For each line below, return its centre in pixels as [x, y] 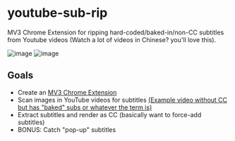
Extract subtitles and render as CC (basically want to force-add [109, 114]
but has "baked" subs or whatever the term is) [85, 107]
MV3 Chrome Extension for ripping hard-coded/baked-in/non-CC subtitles [116, 32]
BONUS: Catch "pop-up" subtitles [67, 129]
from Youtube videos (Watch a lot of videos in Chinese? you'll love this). [112, 39]
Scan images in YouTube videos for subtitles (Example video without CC [122, 100]
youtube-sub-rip [58, 13]
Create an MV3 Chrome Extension [67, 92]
